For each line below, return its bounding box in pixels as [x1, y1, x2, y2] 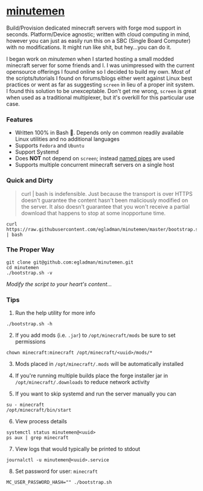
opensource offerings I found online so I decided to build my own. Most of [6, 68, 191, 75]
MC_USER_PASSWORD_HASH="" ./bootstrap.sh [6, 480, 112, 486]
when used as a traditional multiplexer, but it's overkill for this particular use [6, 94, 195, 101]
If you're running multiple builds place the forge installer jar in [14, 372, 168, 379]
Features [6, 115, 33, 123]
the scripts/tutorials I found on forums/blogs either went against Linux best [6, 74, 192, 82]
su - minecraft [6, 402, 45, 408]
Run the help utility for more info [14, 310, 95, 317]
